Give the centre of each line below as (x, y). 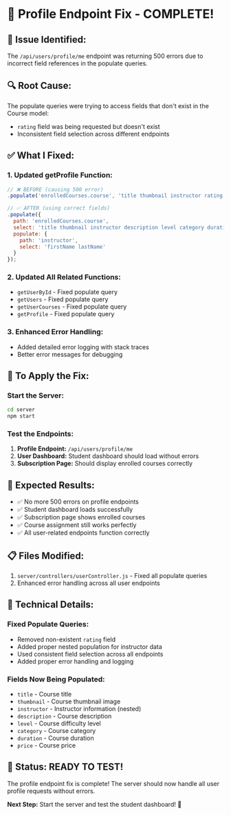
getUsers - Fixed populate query (63, 300)
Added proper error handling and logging (75, 661)
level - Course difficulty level (59, 723)
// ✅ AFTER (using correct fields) (59, 208)
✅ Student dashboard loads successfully (75, 510)
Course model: (28, 113)
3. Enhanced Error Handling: (55, 332)
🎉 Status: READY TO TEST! (65, 767)
